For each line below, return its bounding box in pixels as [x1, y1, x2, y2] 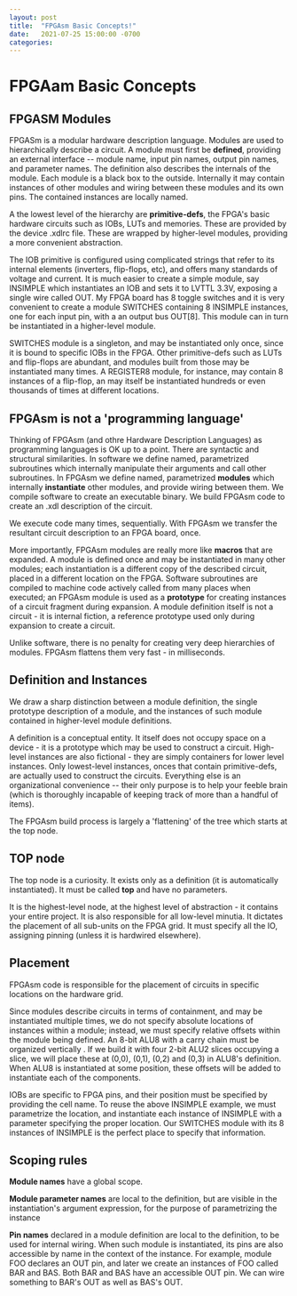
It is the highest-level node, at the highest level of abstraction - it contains [9, 901, 279, 912]
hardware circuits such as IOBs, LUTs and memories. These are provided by [9, 219, 287, 229]
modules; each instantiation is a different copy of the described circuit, [9, 564, 268, 575]
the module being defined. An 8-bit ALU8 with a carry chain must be [9, 1034, 260, 1045]
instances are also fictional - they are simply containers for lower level [27, 751, 285, 761]
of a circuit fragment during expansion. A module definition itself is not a [9, 601, 274, 612]
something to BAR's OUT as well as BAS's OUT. [9, 1277, 184, 1288]
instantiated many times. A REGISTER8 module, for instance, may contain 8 [9, 366, 284, 377]
